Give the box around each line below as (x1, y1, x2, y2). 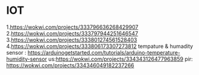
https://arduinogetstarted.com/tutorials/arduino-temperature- (27, 49, 181, 56)
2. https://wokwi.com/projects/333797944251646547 (6, 29, 139, 37)
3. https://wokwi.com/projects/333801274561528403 (6, 36, 137, 43)
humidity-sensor (6, 55, 47, 62)
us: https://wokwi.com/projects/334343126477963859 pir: (48, 55, 193, 62)
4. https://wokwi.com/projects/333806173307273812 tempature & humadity (6, 43, 194, 50)
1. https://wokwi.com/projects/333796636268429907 (6, 23, 139, 31)
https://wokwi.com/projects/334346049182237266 (6, 61, 134, 69)
